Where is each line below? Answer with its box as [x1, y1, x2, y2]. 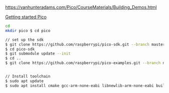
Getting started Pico [5, 14, 47, 19]
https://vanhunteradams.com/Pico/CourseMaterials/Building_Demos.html [5, 4, 157, 10]
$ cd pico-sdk [5, 46, 35, 51]
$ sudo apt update [5, 78, 44, 83]
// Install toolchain [5, 74, 51, 79]
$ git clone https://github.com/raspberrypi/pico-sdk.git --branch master [5, 42, 165, 47]
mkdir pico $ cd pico [5, 28, 51, 33]
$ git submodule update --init [5, 51, 71, 56]
